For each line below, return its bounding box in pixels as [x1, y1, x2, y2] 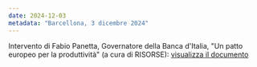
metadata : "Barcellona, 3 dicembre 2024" [8, 19, 149, 27]
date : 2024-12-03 [8, 11, 67, 20]
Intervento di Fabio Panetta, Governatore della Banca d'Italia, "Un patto [8, 41, 243, 50]
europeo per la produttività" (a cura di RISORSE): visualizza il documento [8, 49, 249, 59]
